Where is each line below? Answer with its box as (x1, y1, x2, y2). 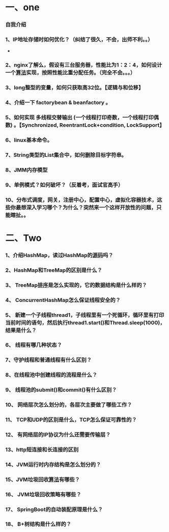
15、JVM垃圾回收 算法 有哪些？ (5, 476, 80, 483)
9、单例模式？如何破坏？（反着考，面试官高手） (5, 181, 124, 188)
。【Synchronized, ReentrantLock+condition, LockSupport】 (13, 122, 165, 129)
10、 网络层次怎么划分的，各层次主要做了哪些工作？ (5, 401, 132, 408)
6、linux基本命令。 (5, 136, 52, 144)
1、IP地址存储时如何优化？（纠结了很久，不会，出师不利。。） (5, 36, 153, 43)
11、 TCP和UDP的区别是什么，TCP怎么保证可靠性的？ (5, 416, 137, 424)
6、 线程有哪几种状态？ (5, 342, 63, 349)
